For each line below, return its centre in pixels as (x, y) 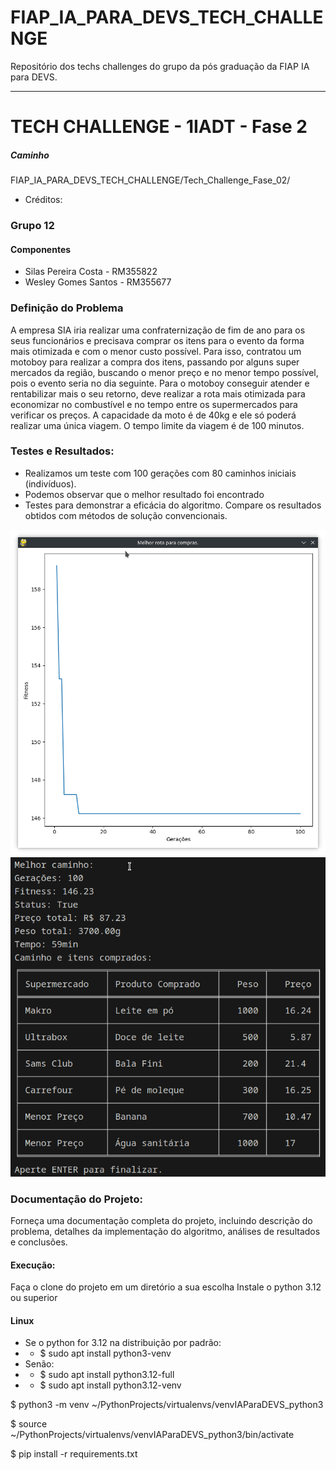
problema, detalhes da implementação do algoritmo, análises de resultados (165, 1231)
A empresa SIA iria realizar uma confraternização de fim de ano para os (158, 330)
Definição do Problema (67, 308)
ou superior (34, 1298)
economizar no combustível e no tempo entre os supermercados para (154, 404)
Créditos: (43, 200)
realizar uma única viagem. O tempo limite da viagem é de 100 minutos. (157, 425)
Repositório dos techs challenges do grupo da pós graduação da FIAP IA (160, 66)
